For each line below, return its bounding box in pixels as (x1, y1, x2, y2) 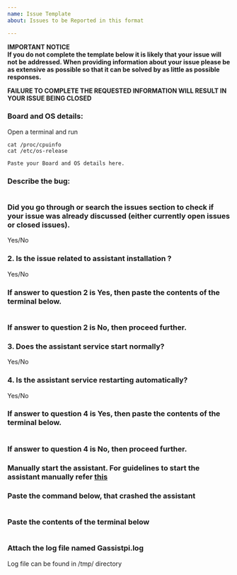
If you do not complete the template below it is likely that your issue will (7, 50, 221, 59)
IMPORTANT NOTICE (7, 42, 71, 51)
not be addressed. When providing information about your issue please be (7, 57, 231, 66)
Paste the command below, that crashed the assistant (7, 491, 196, 501)
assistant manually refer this (7, 472, 108, 482)
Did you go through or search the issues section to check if (7, 202, 214, 212)
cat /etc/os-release (7, 147, 69, 154)
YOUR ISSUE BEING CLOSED (7, 93, 92, 103)
